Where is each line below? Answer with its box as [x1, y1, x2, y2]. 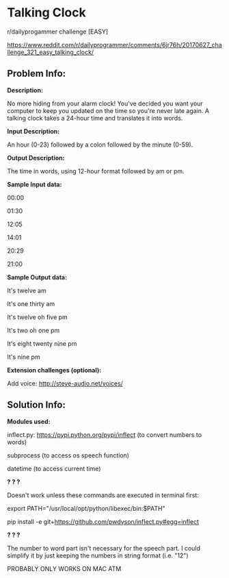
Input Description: [7, 127, 60, 135]
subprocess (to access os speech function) [7, 451, 130, 460]
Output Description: [7, 153, 65, 162]
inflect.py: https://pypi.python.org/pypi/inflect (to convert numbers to [7, 430, 202, 439]
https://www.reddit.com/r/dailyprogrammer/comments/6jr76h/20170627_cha [7, 40, 222, 49]
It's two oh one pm [7, 326, 60, 334]
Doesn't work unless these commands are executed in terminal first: [7, 491, 200, 499]
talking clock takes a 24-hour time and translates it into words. [7, 114, 183, 122]
